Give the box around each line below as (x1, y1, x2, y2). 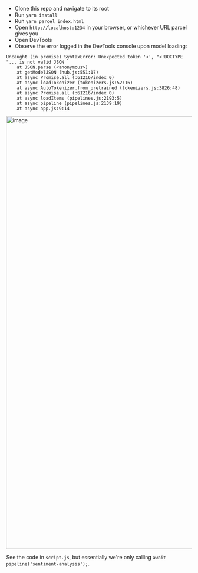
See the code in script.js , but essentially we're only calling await (6, 554, 166, 561)
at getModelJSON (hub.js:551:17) (16, 70, 99, 76)
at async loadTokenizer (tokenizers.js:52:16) (16, 80, 133, 86)
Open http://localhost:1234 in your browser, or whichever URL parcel (14, 24, 187, 31)
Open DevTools (14, 37, 52, 43)
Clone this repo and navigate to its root (14, 5, 110, 12)
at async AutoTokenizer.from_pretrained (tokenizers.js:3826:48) (16, 85, 181, 91)
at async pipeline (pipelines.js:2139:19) (16, 100, 123, 106)
